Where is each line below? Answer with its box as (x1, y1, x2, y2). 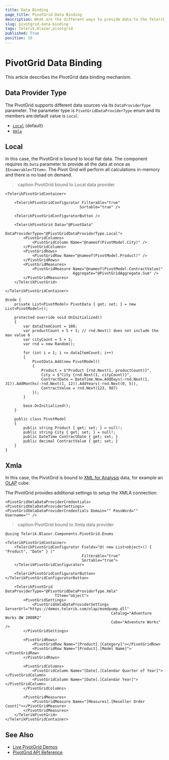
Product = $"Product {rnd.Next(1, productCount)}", (41, 368, 152, 373)
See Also (5, 730, 34, 739)
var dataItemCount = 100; (23, 324, 78, 329)
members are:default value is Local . (5, 113, 79, 119)
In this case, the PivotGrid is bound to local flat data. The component (5, 156, 147, 162)
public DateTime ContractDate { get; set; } (23, 435, 118, 440)
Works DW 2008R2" (5, 615, 42, 621)
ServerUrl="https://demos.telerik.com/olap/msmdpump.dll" (5, 607, 129, 612)
